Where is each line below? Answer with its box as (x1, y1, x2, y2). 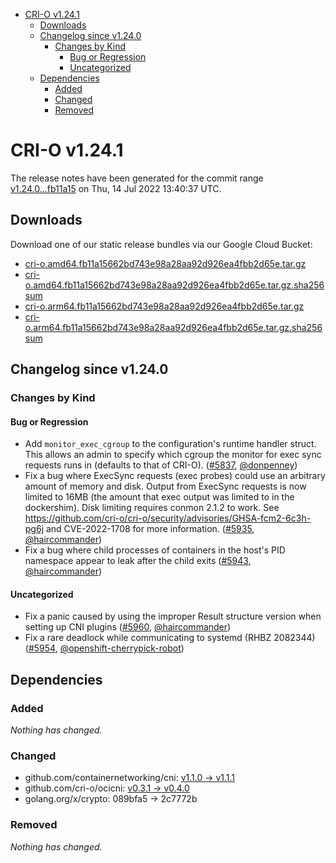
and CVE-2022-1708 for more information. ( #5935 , (45, 523, 255, 535)
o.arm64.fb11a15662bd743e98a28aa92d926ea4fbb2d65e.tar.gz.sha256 (24, 321, 323, 333)
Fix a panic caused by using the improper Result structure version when (24, 610, 322, 623)
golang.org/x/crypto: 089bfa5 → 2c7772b (24, 793, 198, 805)
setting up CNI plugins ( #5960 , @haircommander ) (24, 621, 232, 633)
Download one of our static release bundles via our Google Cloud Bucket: (10, 238, 313, 250)
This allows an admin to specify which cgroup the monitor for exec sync (24, 449, 322, 461)
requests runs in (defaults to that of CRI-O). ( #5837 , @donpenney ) (24, 459, 298, 471)
